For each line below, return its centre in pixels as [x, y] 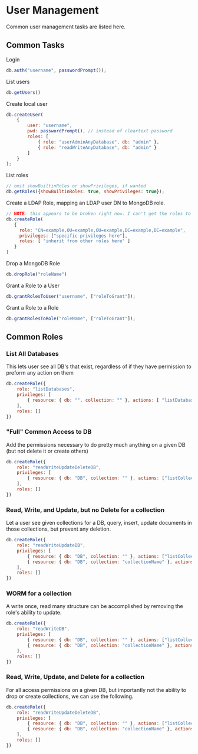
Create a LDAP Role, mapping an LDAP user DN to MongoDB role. [86, 203]
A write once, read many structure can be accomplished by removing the [95, 606]
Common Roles [35, 337]
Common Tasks [35, 45]
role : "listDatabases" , [46, 389]
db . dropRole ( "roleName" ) [37, 274]
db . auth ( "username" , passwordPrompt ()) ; [57, 70]
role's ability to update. [34, 613]
